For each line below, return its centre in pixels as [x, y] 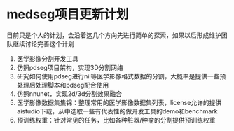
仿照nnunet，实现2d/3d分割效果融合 [69, 94]
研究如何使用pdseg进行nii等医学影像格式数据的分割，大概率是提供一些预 [121, 76]
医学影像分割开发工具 [47, 58]
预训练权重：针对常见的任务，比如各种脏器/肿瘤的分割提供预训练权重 [116, 120]
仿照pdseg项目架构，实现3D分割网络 [70, 67]
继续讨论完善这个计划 [43, 43]
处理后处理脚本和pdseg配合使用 [63, 85]
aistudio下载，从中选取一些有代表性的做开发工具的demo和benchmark [117, 111]
